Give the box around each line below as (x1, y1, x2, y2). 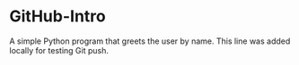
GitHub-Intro (9, 6, 106, 27)
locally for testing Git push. (9, 45, 110, 55)
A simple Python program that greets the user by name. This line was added (9, 36, 291, 46)
